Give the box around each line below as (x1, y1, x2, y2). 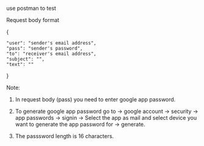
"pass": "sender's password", (6, 45, 83, 51)
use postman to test (6, 5, 57, 12)
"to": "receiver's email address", (6, 51, 97, 57)
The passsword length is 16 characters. (15, 133, 114, 139)
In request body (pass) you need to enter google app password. (15, 96, 176, 103)
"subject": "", (6, 56, 45, 62)
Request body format (6, 16, 60, 23)
